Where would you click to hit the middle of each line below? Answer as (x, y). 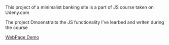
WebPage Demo (22, 37)
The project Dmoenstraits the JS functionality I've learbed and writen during (85, 22)
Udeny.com (17, 12)
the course (16, 27)
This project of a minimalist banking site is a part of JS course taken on (79, 7)
